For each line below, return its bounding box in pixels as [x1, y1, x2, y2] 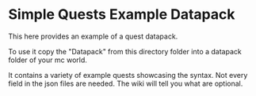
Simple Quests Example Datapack [8, 6, 235, 24]
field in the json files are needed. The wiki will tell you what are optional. [8, 79, 243, 88]
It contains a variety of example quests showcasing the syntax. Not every [8, 70, 248, 79]
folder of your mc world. [8, 55, 87, 65]
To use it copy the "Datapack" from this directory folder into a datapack [8, 46, 242, 56]
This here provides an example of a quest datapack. [8, 31, 178, 41]
